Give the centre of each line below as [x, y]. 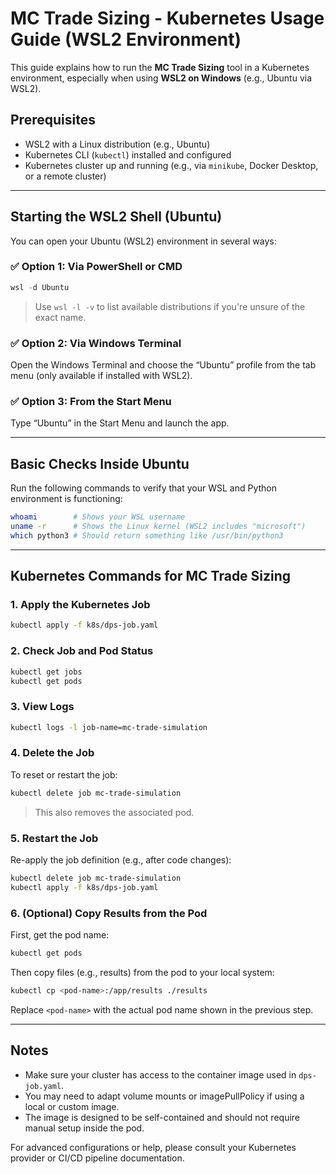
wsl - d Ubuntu [40, 287]
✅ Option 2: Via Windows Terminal [96, 343]
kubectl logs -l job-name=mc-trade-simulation [109, 727]
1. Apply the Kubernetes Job [80, 605]
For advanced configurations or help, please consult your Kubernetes [153, 1147]
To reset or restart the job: [64, 774]
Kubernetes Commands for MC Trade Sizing [151, 576]
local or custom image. [72, 1106]
